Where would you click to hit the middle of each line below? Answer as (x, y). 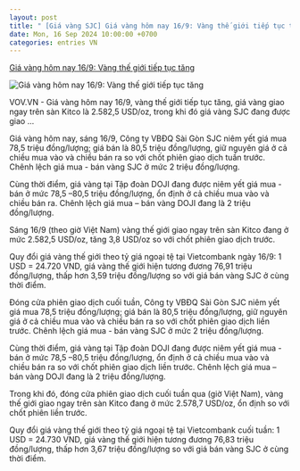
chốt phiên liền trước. (48, 413)
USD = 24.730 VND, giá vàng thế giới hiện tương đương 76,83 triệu (132, 440)
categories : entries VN (54, 42)
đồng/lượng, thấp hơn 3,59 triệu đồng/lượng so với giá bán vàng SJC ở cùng (149, 276)
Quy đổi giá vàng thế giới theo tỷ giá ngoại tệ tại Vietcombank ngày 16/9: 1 (146, 257)
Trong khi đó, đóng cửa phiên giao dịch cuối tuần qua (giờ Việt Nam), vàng (146, 394)
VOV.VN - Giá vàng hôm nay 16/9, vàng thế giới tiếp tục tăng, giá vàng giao (147, 103)
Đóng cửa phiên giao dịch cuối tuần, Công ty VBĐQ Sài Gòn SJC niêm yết (145, 302)
